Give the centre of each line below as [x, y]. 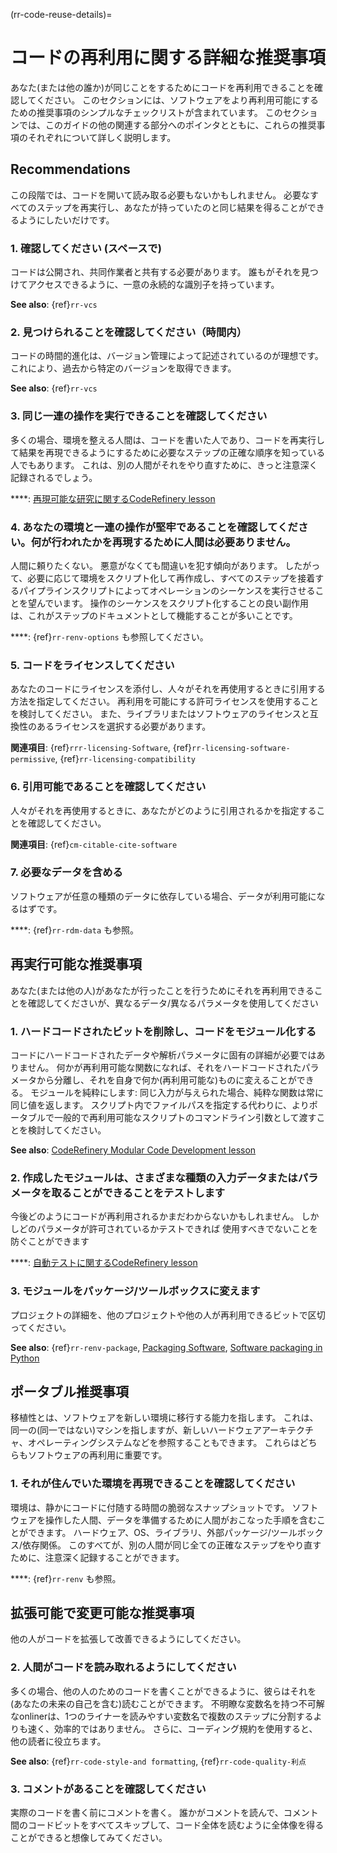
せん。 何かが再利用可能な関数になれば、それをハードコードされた [164, 1067]
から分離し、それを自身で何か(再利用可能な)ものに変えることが [166, 1080]
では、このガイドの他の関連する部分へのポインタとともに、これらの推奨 [167, 125]
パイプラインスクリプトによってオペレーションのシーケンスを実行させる [167, 590]
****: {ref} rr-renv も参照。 [66, 1578]
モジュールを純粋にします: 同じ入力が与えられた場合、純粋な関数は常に [176, 1092]
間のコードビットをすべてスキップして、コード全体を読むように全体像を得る [167, 1825]
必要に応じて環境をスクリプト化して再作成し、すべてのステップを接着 [171, 578]
